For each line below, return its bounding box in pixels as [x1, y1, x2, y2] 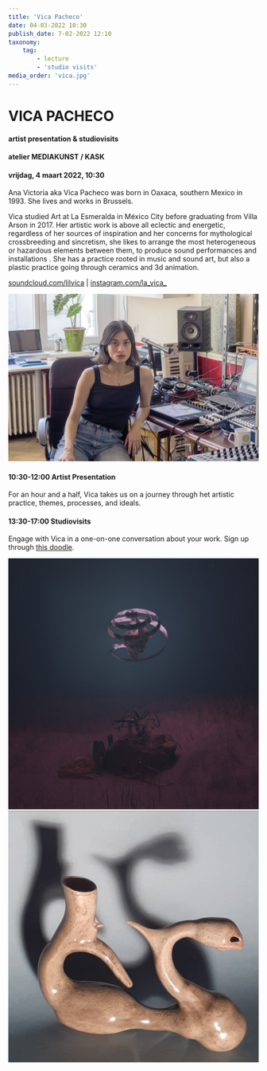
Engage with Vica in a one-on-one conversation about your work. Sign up [8, 534, 250, 543]
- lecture [37, 55, 69, 63]
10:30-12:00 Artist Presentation [8, 472, 116, 481]
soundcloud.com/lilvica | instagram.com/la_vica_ [8, 278, 167, 288]
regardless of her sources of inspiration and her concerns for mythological [8, 229, 253, 238]
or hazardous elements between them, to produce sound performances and [8, 245, 257, 255]
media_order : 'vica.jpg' [8, 72, 91, 80]
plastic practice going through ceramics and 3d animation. [8, 263, 199, 273]
